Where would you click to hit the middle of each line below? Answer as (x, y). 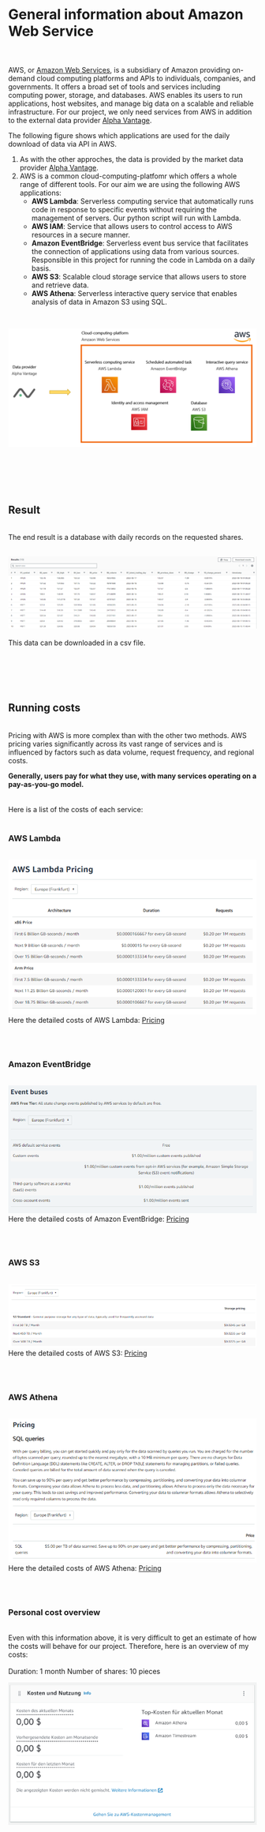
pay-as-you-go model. (46, 784)
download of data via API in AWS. (62, 144)
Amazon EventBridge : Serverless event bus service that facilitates (140, 243)
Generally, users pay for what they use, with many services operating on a (132, 776)
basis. (41, 268)
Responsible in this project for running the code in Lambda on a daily (143, 260)
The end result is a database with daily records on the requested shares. (126, 537)
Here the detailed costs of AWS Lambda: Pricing (87, 1020)
